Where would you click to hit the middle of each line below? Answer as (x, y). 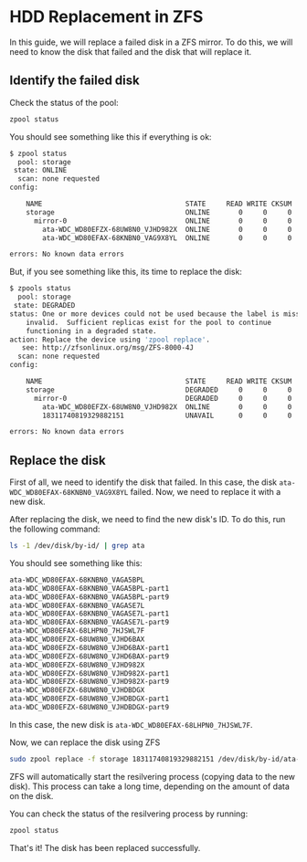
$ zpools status (40, 289)
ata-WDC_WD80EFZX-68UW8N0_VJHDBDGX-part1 (90, 699)
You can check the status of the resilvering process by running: (129, 814)
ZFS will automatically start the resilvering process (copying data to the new (152, 776)
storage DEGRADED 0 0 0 (159, 390)
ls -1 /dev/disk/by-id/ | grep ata (77, 546)
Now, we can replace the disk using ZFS (85, 742)
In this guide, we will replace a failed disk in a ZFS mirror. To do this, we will (151, 42)
